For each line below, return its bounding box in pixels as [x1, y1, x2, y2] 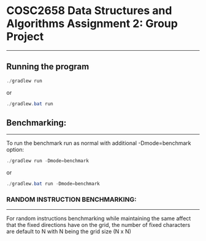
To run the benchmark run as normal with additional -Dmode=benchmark [6, 139, 191, 147]
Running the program [6, 62, 90, 72]
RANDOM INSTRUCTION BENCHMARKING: [6, 195, 137, 204]
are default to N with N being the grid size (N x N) [6, 228, 132, 235]
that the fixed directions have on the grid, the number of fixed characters [6, 221, 191, 229]
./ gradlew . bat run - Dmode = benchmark [6, 181, 100, 187]
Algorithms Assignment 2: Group [6, 17, 178, 31]
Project [6, 30, 44, 43]
